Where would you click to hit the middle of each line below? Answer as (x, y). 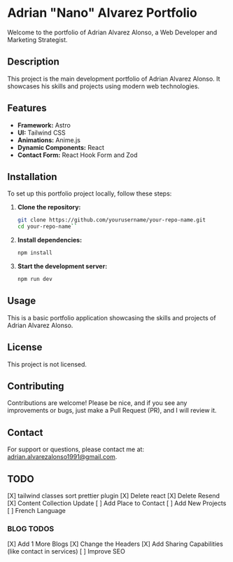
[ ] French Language (37, 510)
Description (33, 62)
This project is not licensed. (47, 364)
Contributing (36, 386)
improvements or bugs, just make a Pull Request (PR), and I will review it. (112, 411)
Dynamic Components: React (61, 147)
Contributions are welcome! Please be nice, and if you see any (97, 403)
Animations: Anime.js (49, 140)
